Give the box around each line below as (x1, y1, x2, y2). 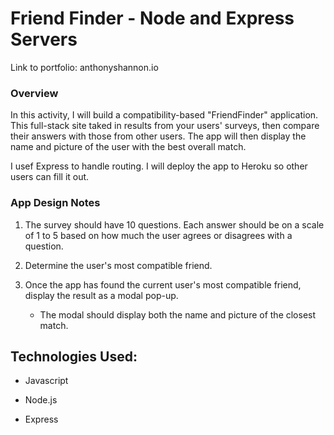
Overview (10, 86, 59, 100)
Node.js (24, 394, 58, 406)
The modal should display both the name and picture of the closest (39, 308, 317, 321)
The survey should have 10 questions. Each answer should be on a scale (24, 218, 325, 231)
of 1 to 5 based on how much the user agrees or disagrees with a (24, 229, 293, 241)
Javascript (24, 375, 69, 387)
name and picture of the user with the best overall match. (10, 141, 247, 153)
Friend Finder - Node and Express (10, 7, 295, 30)
